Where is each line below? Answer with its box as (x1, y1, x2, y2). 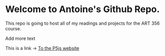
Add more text (5, 35, 36, 41)
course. (5, 25, 21, 31)
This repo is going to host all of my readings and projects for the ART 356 (5, 20, 160, 26)
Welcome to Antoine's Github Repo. (5, 4, 160, 15)
